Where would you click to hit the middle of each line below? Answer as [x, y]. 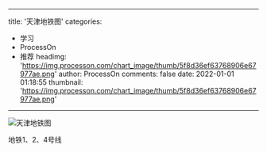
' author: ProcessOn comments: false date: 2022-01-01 [144, 74]
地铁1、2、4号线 [35, 140]
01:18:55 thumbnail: [51, 82]
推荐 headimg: [43, 57]
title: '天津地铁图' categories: [55, 21]
